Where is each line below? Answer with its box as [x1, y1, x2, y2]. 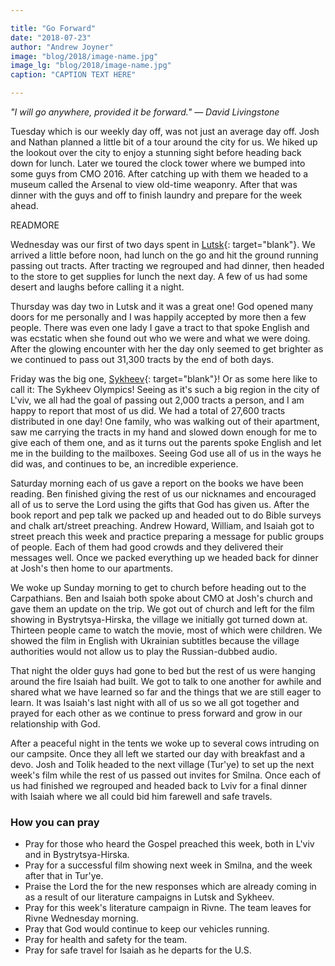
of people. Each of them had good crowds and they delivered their [10, 541, 284, 553]
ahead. [10, 200, 39, 211]
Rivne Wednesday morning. [24, 912, 139, 925]
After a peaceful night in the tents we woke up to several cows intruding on [10, 737, 320, 749]
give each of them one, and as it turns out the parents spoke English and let [10, 437, 322, 448]
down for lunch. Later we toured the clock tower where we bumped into [10, 157, 306, 169]
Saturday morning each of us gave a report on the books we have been [10, 477, 304, 489]
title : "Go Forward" [10, 23, 97, 33]
